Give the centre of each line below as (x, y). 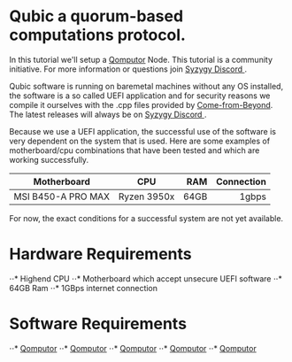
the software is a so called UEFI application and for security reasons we (140, 96)
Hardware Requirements (100, 254)
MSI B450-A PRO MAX (62, 196)
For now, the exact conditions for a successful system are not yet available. (146, 218)
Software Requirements (98, 324)
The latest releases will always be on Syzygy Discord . (108, 114)
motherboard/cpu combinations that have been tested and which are (134, 150)
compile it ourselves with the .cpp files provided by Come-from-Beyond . (141, 104)
